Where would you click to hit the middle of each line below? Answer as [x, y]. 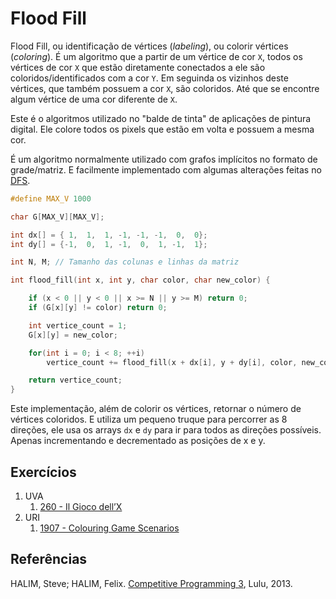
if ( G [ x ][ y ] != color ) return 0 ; [98, 308]
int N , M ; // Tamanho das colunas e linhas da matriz [125, 262]
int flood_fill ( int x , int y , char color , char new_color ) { [140, 280]
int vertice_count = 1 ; [78, 325]
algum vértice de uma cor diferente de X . [94, 99]
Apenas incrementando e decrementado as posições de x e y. [138, 441]
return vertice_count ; [75, 380]
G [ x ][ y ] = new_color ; [73, 335]
